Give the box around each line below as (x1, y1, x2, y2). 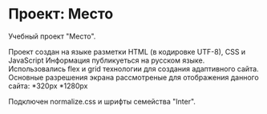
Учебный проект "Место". (8, 31, 96, 41)
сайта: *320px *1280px (8, 81, 88, 91)
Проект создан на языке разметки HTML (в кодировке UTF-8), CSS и (8, 47, 246, 56)
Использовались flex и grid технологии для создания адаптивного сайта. (8, 63, 259, 73)
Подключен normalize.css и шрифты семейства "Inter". (8, 96, 196, 106)
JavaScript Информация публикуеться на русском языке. (8, 55, 205, 65)
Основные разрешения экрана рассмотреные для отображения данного (8, 72, 259, 82)
